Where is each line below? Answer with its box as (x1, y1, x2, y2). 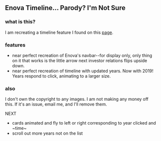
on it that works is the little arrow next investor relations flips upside (12, 58, 147, 63)
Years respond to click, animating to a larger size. (12, 73, 111, 79)
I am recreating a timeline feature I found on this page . (5, 29, 113, 35)
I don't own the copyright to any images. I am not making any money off (5, 96, 149, 102)
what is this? (5, 18, 35, 25)
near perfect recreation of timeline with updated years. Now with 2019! (12, 68, 154, 74)
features (5, 41, 26, 48)
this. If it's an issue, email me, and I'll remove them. (5, 101, 107, 107)
